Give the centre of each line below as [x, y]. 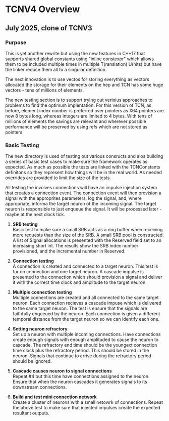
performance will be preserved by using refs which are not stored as [76, 127]
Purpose [16, 43]
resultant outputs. [31, 413]
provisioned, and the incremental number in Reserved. [69, 251]
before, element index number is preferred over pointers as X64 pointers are [84, 110]
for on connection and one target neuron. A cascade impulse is [78, 272]
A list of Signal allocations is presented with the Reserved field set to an [87, 240]
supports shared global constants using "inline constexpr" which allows [80, 59]
